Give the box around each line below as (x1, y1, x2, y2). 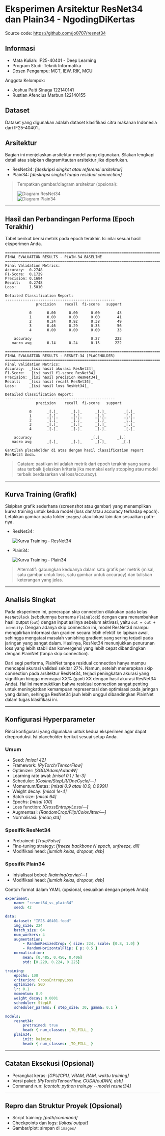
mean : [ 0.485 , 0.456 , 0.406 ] (23, 955, 82, 960)
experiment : (5, 896, 29, 901)
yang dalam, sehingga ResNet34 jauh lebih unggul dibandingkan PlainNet (5, 691, 154, 697)
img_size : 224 (14, 923, 43, 928)
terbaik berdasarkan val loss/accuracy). (17, 471, 98, 477)
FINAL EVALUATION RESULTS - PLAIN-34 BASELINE (5, 254, 102, 260)
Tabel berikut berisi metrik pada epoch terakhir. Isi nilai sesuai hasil (5, 236, 141, 242)
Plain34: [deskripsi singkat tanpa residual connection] (12, 172, 122, 178)
